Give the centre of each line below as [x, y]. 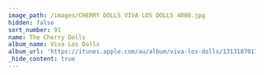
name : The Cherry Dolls [47, 37]
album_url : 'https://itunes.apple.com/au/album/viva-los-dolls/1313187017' [135, 52]
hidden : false [31, 23]
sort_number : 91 [35, 30]
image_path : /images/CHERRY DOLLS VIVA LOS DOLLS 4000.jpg [107, 15]
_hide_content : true [42, 59]
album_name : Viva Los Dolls [54, 45]
